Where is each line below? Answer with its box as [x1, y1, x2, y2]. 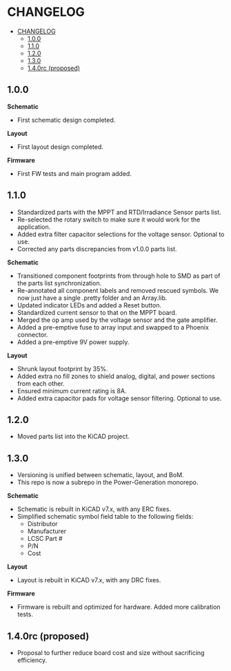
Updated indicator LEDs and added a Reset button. [17, 301, 162, 309]
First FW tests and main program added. [17, 169, 132, 177]
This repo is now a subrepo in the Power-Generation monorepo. [17, 478, 199, 487]
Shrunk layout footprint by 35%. [17, 364, 108, 373]
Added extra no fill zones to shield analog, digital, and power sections [17, 372, 215, 380]
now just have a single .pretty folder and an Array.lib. [17, 294, 168, 302]
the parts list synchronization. [17, 278, 102, 287]
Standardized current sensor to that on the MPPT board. [17, 308, 177, 316]
